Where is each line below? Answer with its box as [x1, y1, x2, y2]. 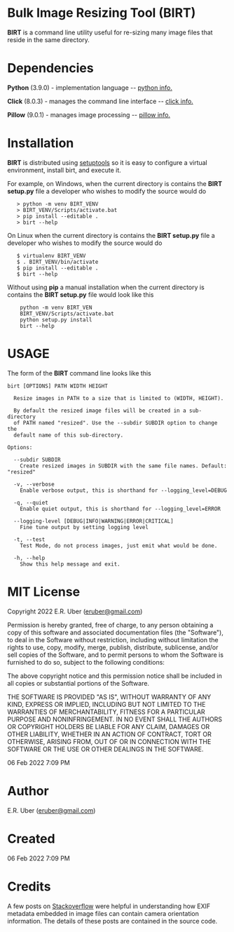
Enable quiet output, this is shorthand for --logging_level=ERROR [20, 505, 221, 512]
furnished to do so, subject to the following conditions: [7, 658, 165, 666]
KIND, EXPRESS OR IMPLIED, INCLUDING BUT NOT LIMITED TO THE [7, 700, 206, 708]
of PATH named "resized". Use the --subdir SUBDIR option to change [13, 419, 218, 426]
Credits [7, 879, 51, 894]
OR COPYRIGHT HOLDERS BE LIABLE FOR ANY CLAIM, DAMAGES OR [7, 722, 210, 731]
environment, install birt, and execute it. [7, 166, 121, 174]
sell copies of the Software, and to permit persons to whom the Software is [7, 651, 224, 659]
